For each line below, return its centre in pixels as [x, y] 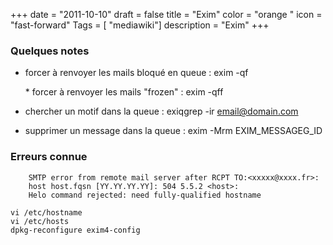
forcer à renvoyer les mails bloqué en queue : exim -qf [136, 73]
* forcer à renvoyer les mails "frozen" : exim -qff [124, 92]
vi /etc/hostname [46, 212]
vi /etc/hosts [40, 221]
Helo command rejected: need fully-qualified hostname [145, 195]
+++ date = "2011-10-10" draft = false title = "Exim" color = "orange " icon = [166, 14]
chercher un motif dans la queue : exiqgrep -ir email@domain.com [161, 111]
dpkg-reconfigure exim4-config [75, 230]
